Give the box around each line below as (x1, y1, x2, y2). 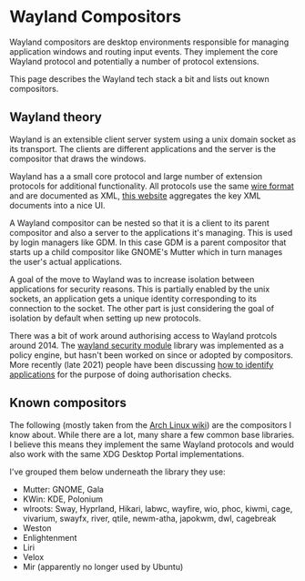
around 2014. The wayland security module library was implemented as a (9, 340, 284, 351)
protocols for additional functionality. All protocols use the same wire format (9, 180, 294, 191)
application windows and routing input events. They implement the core (9, 46, 279, 56)
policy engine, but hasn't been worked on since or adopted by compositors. (9, 349, 294, 361)
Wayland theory (9, 109, 103, 125)
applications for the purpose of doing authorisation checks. (9, 369, 232, 380)
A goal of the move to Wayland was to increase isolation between (9, 273, 255, 284)
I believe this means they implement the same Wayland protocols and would (9, 439, 294, 450)
